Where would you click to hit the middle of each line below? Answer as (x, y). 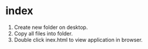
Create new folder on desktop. (51, 27)
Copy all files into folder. (43, 33)
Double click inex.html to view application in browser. (78, 40)
